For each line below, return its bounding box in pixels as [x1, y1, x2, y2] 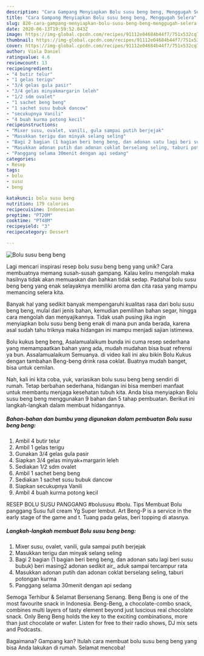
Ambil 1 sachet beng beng [15, 469, 80, 477]
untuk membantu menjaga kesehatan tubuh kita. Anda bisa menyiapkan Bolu [6, 388, 198, 396]
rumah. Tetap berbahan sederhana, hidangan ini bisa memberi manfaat [6, 382, 184, 389]
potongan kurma [15, 575, 57, 582]
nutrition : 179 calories [6, 201, 69, 207]
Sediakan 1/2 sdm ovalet [15, 463, 76, 470]
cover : [6, 43, 23, 49]
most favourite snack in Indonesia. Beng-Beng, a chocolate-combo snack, [6, 599, 192, 607]
